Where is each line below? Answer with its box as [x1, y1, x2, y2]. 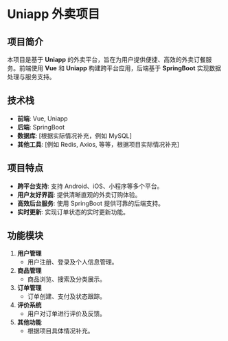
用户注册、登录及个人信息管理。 [27, 258, 118, 266]
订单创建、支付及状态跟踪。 [27, 292, 106, 300]
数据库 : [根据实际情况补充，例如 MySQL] [16, 132, 133, 140]
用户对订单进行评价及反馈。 [27, 309, 106, 318]
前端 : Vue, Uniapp [16, 114, 68, 123]
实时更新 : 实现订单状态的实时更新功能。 [16, 207, 129, 216]
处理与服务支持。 [7, 73, 56, 81]
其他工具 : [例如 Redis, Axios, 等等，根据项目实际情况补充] [16, 140, 180, 148]
